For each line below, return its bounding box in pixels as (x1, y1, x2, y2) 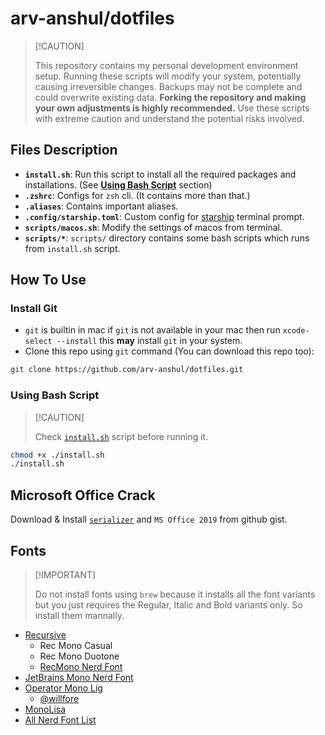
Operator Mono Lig (24, 682, 103, 694)
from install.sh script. (24, 242, 121, 254)
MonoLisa (24, 703, 67, 715)
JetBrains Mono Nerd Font (24, 671, 134, 683)
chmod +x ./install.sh (10, 450, 105, 460)
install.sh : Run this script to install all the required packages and (24, 168, 297, 180)
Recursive (24, 628, 67, 641)
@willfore (39, 692, 80, 704)
